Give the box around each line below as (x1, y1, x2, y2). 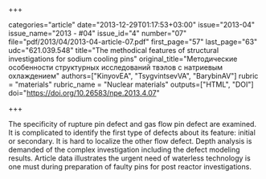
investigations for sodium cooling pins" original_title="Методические (8, 54, 238, 63)
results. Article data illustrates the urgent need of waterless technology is (8, 153, 251, 163)
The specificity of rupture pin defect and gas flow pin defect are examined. (8, 120, 257, 128)
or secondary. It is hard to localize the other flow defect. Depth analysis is (8, 136, 252, 145)
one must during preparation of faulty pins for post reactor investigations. (8, 162, 252, 171)
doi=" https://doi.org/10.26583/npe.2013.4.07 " (8, 88, 160, 97)
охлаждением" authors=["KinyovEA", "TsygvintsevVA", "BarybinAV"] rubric (8, 71, 259, 80)
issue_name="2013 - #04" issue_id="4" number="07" (8, 29, 187, 38)
